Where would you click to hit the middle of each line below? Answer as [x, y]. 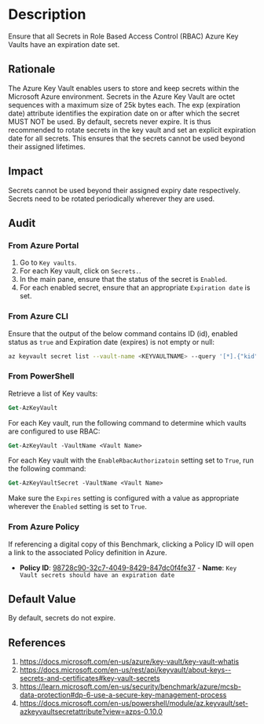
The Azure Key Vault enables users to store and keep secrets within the [124, 88]
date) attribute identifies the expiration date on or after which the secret [124, 113]
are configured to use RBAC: [54, 431]
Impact [26, 172]
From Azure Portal [44, 245]
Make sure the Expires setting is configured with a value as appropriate [124, 498]
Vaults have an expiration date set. [64, 44]
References [37, 643]
